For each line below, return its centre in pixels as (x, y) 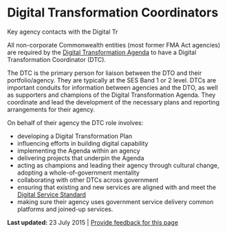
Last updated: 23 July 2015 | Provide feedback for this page (93, 222)
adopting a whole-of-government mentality (78, 173)
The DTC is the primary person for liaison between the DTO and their (105, 73)
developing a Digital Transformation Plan (75, 136)
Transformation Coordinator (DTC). (57, 59)
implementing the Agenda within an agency (78, 151)
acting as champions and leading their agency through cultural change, (118, 165)
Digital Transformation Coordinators (113, 13)
